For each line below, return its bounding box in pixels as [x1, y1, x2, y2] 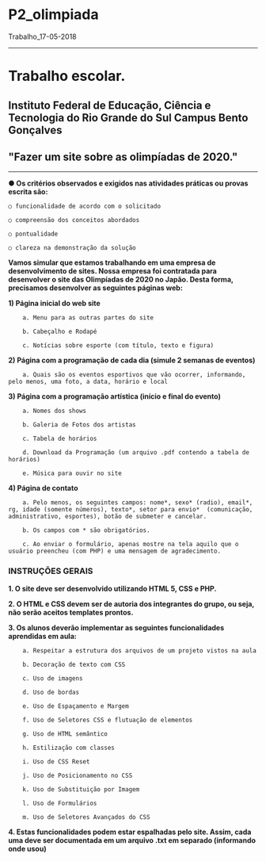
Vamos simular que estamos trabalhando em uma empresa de [8, 258, 216, 267]
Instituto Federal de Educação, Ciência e [8, 98, 211, 112]
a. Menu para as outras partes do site [22, 314, 154, 322]
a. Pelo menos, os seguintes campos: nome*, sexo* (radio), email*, [22, 499, 253, 507]
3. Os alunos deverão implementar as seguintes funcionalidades [8, 622, 225, 632]
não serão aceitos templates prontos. [8, 607, 134, 617]
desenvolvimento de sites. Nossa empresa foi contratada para [8, 266, 218, 276]
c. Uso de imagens [22, 674, 83, 683]
